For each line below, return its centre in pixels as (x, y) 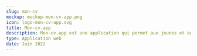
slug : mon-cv (22, 11)
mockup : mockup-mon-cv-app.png (44, 17)
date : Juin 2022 (26, 44)
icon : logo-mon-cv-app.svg (39, 22)
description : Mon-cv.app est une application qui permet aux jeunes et (95, 33)
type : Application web (34, 38)
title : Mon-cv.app (28, 28)
